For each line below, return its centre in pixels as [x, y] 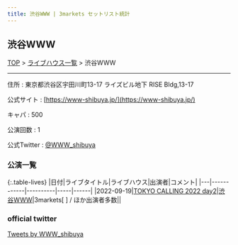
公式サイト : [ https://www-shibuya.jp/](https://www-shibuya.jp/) [102, 99]
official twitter [32, 219]
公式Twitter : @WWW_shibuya [51, 145]
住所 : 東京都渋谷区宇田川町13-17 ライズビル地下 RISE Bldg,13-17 [101, 85]
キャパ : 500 [25, 115]
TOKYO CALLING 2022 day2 [175, 191]
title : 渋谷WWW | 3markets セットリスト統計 [69, 14]
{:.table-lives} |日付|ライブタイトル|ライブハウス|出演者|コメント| [102, 182]
